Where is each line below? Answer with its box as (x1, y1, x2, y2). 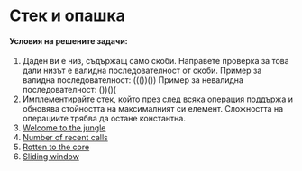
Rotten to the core (22, 141, 90, 153)
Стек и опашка (9, 5, 126, 26)
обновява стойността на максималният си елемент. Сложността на (22, 103, 284, 114)
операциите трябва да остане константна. (22, 113, 187, 124)
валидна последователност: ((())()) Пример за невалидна (22, 75, 243, 85)
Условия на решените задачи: (9, 35, 128, 46)
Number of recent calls (22, 132, 108, 143)
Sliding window (22, 151, 79, 162)
